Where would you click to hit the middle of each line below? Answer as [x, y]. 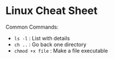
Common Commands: [32, 27]
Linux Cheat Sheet [52, 11]
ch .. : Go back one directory [50, 44]
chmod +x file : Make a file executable [61, 50]
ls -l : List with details [42, 38]
